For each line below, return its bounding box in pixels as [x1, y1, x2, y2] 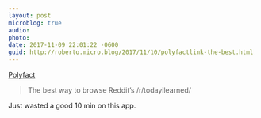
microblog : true [8, 19, 62, 27]
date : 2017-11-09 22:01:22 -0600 [8, 41, 119, 49]
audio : [8, 26, 30, 34]
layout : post [8, 11, 52, 20]
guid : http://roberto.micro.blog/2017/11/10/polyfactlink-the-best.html [8, 48, 254, 56]
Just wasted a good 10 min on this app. [8, 101, 136, 110]
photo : [8, 33, 30, 42]
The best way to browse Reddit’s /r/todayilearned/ [27, 86, 192, 95]
